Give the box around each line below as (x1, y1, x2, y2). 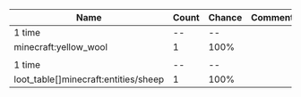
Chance (208, 12, 243, 23)
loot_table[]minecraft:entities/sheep (13, 73, 165, 85)
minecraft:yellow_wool (13, 41, 108, 53)
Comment (250, 12, 294, 23)
